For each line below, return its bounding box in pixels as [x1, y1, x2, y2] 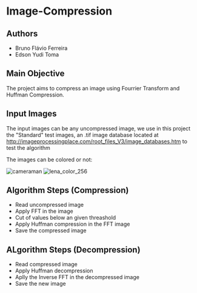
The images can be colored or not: [6, 156, 93, 163]
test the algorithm [6, 144, 50, 151]
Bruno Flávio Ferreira [15, 44, 68, 52]
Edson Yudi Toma [15, 51, 59, 58]
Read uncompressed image [15, 201, 84, 209]
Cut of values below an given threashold [15, 214, 116, 221]
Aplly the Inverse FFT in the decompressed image [15, 274, 139, 281]
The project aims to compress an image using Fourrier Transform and [6, 84, 180, 92]
